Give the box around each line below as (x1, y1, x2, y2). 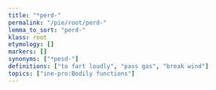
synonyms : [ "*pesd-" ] (8, 56, 79, 63)
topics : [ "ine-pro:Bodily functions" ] (8, 70, 135, 77)
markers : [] (8, 48, 47, 56)
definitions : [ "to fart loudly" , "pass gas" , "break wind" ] (8, 63, 210, 70)
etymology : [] (8, 41, 55, 49)
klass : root (8, 33, 47, 41)
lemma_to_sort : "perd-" (8, 26, 86, 34)
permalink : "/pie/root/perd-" (8, 19, 108, 27)
